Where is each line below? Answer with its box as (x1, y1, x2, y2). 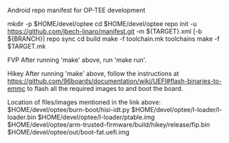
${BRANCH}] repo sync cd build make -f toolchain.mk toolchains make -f (7, 35, 220, 43)
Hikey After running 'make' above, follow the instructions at (7, 70, 180, 77)
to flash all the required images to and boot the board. (27, 85, 183, 92)
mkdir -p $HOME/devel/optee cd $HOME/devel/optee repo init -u (7, 20, 197, 27)
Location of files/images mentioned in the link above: (7, 98, 161, 106)
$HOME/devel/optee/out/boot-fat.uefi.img (7, 128, 130, 136)
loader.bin (7, 113, 37, 121)
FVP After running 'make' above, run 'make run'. (7, 56, 147, 64)
